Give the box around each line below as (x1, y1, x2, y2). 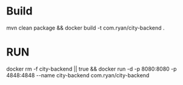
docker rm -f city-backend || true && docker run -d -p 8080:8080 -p (6, 65, 177, 72)
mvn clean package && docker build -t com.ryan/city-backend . (6, 24, 165, 31)
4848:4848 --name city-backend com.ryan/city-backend (6, 71, 150, 79)
